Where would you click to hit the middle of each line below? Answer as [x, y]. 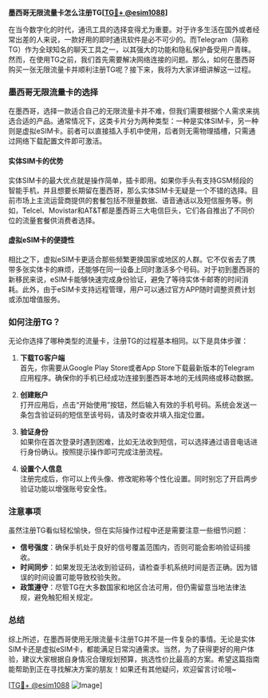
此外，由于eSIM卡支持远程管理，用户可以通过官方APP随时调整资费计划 [139, 289]
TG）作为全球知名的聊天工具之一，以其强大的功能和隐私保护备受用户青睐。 [132, 50]
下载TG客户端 [42, 358]
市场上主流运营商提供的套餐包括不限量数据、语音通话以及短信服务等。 [130, 200]
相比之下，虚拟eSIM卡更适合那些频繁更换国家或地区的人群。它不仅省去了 [128, 259]
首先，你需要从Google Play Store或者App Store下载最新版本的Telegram [137, 368]
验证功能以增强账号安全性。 [65, 489]
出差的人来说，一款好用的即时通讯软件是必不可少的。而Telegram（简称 [132, 40]
